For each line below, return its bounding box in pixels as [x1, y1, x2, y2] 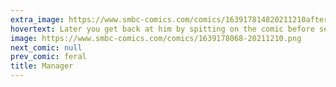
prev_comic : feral [10, 52, 87, 62]
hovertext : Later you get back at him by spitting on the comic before [10, 24, 315, 34]
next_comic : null [10, 42, 83, 53]
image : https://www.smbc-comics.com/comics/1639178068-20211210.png [10, 33, 302, 43]
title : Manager [10, 61, 74, 71]
